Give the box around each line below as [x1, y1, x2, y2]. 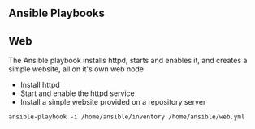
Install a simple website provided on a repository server [19, 97, 206, 107]
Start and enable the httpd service [19, 88, 136, 98]
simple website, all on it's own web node [8, 64, 145, 74]
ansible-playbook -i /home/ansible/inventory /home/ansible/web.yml [8, 113, 245, 121]
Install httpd [19, 80, 61, 90]
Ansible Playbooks [8, 6, 106, 20]
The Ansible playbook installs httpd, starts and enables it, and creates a [8, 56, 248, 66]
